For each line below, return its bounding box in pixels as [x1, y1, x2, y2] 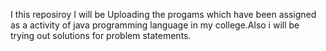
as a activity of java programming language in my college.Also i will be [10, 19, 300, 31]
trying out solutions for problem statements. [10, 30, 192, 41]
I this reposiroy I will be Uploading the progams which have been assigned [10, 9, 317, 20]
